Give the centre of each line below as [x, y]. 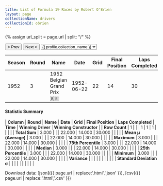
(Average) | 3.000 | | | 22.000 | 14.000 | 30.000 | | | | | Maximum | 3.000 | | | [81, 138]
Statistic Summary [24, 111]
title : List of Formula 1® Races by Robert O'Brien [58, 9]
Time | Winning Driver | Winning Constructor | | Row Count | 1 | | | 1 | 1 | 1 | [81, 128]
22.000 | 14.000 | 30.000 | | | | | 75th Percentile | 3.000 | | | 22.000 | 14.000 [81, 143]
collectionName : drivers [30, 19]
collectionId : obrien [27, 23]
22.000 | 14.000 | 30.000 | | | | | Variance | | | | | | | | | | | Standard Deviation [81, 158]
